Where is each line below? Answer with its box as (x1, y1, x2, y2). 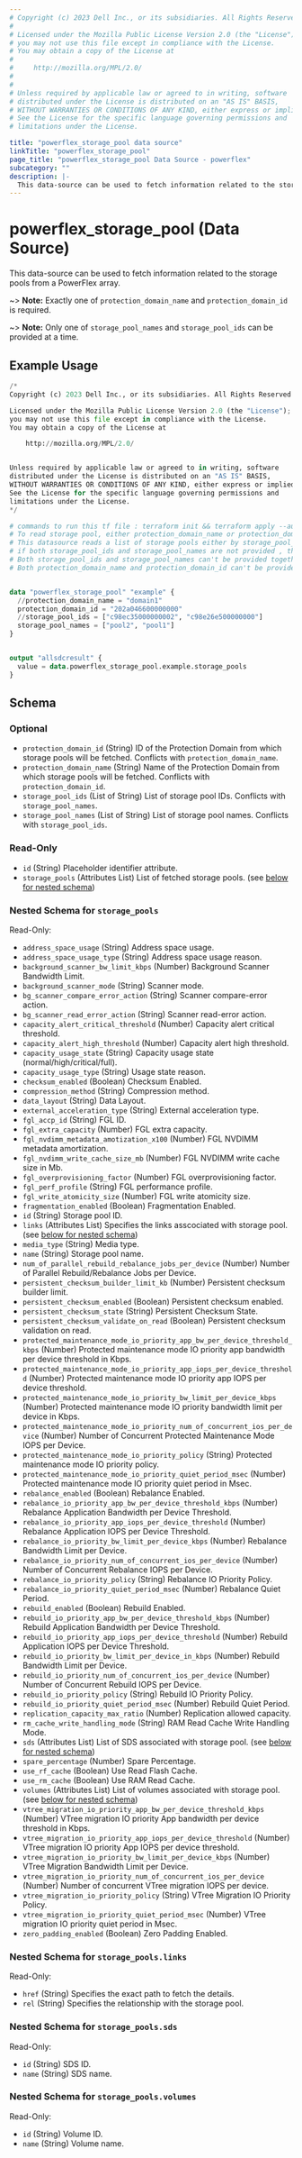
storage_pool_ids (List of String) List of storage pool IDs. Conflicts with (22, 790, 286, 802)
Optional (9, 722, 48, 734)
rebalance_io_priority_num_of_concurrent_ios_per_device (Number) (22, 1554, 279, 1565)
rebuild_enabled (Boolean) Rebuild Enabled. (22, 1602, 186, 1613)
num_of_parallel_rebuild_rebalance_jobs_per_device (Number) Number (22, 1258, 290, 1269)
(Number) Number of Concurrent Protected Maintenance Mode (40, 1430, 275, 1441)
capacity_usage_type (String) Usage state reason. (22, 1066, 207, 1077)
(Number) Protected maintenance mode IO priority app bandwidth (40, 1343, 286, 1354)
